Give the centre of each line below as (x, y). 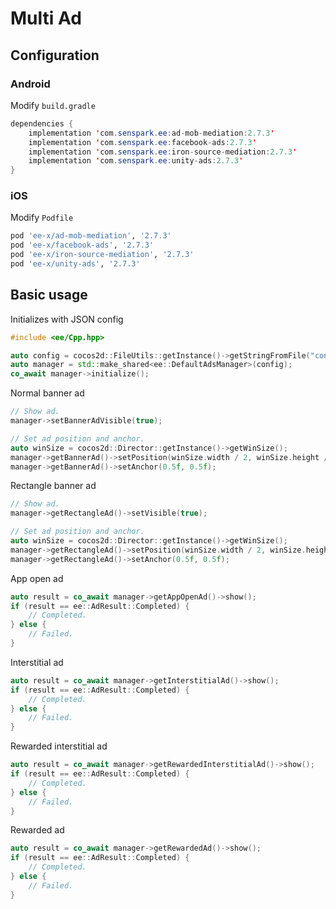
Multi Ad (46, 18)
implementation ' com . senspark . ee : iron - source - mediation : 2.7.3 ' (163, 152)
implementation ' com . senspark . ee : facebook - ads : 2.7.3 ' (142, 142)
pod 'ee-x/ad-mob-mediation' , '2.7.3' (91, 236)
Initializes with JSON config (67, 319)
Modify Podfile (42, 218)
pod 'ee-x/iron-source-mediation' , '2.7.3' (102, 255)
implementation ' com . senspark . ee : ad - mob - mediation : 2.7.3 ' (151, 133)
